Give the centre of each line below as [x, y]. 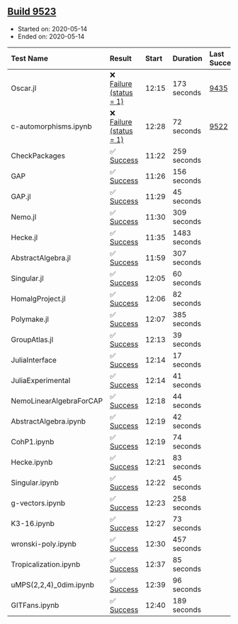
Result [121, 58]
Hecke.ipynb [32, 462]
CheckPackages [38, 156]
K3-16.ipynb [33, 523]
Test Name [29, 58]
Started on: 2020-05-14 [52, 28]
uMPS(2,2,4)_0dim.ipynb [52, 584]
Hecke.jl [24, 237]
